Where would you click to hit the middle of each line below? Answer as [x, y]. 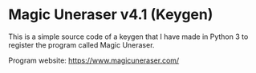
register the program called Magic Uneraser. [81, 44]
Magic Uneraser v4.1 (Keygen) [111, 15]
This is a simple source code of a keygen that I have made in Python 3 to [128, 36]
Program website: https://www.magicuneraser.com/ [94, 60]
